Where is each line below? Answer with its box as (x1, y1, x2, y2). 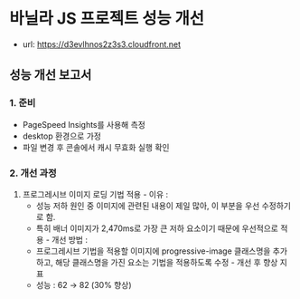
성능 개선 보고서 (9, 67, 92, 82)
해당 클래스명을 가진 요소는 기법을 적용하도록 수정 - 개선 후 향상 (55, 256, 278, 267)
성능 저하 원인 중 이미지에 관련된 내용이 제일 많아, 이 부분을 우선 (35, 200, 260, 211)
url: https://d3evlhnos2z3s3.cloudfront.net (22, 38, 182, 50)
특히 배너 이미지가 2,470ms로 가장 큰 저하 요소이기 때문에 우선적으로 (35, 223, 278, 234)
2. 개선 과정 (9, 167, 57, 179)
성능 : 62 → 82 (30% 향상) (35, 279, 132, 290)
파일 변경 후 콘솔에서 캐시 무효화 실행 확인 (22, 141, 170, 152)
